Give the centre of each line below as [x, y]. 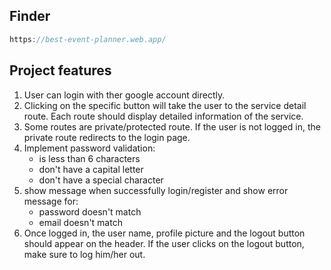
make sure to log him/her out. [84, 254]
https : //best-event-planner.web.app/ [88, 39]
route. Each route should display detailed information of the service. [163, 116]
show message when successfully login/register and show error [156, 190]
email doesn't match [80, 222]
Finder [30, 16]
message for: [51, 201]
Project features [60, 70]
